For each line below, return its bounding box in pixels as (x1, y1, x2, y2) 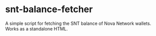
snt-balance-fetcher (5, 4, 93, 15)
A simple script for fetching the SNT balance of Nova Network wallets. (5, 20, 151, 26)
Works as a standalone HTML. (5, 25, 68, 31)
